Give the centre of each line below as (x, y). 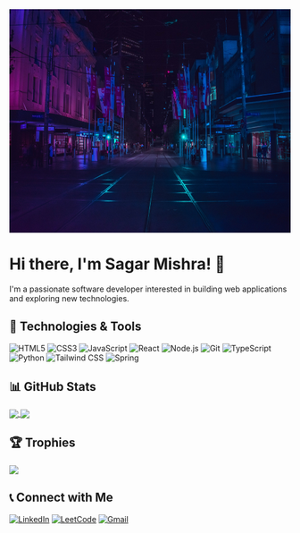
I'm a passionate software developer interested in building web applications (148, 289)
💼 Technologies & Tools (75, 327)
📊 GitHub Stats (53, 387)
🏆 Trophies (42, 443)
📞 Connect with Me (61, 498)
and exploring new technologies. (69, 298)
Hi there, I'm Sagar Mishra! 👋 (117, 264)
